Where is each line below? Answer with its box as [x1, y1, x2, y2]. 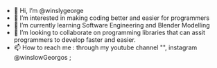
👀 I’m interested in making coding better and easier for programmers [13, 14, 210, 22]
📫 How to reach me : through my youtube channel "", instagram [13, 43, 198, 52]
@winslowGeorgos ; [13, 54, 71, 61]
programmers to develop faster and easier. [13, 36, 137, 44]
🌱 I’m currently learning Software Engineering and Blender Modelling [13, 21, 210, 29]
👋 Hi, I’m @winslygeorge [13, 7, 85, 14]
